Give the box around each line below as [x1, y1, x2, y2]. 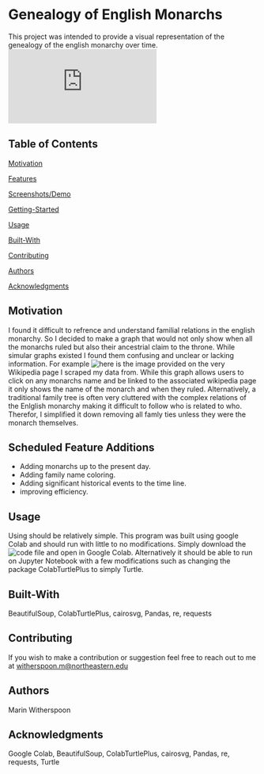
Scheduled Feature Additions [8, 440, 155, 454]
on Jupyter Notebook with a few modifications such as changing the [8, 556, 231, 566]
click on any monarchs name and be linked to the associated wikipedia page [8, 376, 257, 385]
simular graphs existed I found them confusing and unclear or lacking [8, 350, 235, 360]
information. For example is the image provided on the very [8, 359, 225, 368]
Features [8, 173, 37, 183]
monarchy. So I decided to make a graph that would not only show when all [8, 334, 253, 343]
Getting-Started [8, 204, 59, 214]
